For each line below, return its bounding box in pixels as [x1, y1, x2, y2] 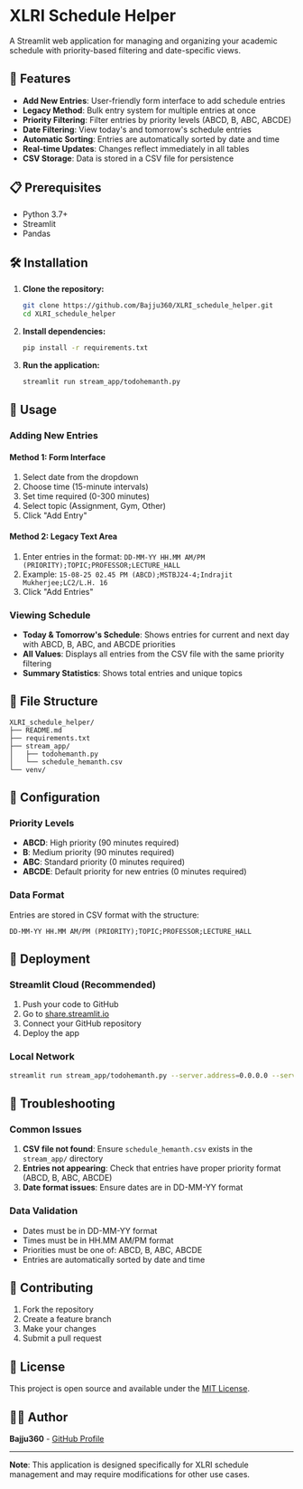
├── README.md [9, 725, 63, 735]
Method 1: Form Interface [9, 451, 106, 462]
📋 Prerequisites [9, 180, 102, 195]
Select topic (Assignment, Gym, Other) [22, 501, 167, 512]
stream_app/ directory [22, 1154, 104, 1164]
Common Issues [9, 1123, 83, 1136]
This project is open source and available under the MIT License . [9, 1383, 251, 1394]
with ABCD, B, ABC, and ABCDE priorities [22, 638, 176, 649]
